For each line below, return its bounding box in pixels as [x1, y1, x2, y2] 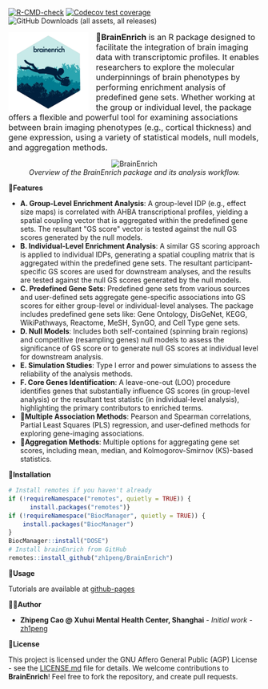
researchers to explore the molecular [95, 62, 235, 72]
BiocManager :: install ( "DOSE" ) [8, 537, 110, 545]
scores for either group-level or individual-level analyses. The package [19, 301, 254, 310]
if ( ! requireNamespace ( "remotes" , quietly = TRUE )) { [8, 494, 192, 503]
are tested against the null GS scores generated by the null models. [19, 275, 242, 285]
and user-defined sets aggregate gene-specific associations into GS [19, 293, 246, 302]
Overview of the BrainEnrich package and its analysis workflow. [28, 168, 241, 176]
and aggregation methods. [8, 142, 108, 152]
